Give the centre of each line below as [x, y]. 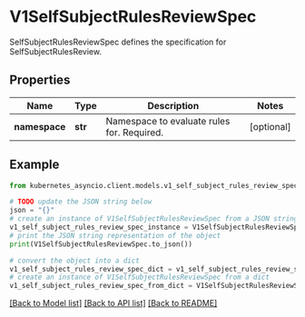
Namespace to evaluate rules [168, 121]
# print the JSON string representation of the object [115, 235]
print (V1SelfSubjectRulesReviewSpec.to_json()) [101, 244]
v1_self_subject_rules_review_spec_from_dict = [101, 286]
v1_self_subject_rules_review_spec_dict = [91, 269]
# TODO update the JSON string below [81, 202]
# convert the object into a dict [75, 261]
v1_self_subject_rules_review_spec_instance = [99, 228]
